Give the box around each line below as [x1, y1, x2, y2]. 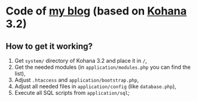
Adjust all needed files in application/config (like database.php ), [14, 83, 177, 90]
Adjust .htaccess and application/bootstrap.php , [14, 77, 139, 83]
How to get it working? [5, 41, 93, 51]
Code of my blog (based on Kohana [5, 4, 187, 18]
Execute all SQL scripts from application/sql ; [14, 89, 130, 96]
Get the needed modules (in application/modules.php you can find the [14, 63, 191, 71]
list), [14, 70, 26, 77]
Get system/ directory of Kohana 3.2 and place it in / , [14, 57, 147, 64]
